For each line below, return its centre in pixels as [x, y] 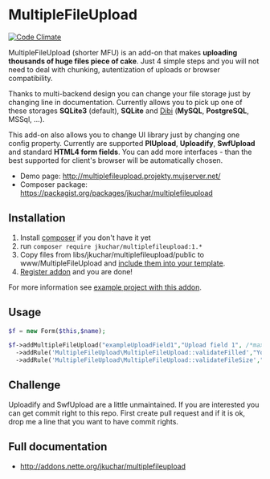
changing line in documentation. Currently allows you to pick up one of [125, 102]
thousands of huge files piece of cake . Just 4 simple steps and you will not [134, 61]
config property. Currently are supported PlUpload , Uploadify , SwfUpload [132, 143]
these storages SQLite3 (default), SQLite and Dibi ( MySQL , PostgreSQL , [129, 111]
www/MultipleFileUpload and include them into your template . [123, 263]
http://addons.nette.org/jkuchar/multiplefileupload [103, 466]
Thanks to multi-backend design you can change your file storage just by [129, 93]
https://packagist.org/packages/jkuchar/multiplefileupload [116, 193]
